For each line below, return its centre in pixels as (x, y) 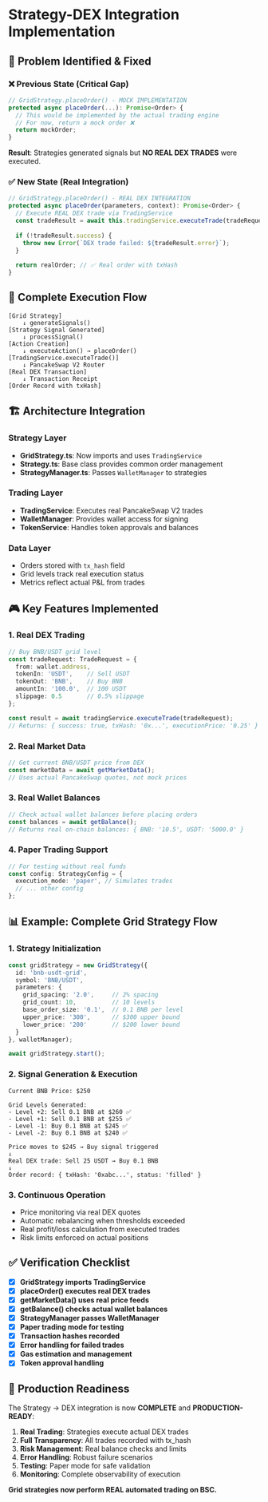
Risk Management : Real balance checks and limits (103, 1449)
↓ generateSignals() (57, 323)
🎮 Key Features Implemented (84, 608)
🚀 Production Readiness (69, 1388)
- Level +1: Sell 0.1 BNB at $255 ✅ (70, 1119)
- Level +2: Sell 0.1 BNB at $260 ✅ (70, 1112)
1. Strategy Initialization (55, 949)
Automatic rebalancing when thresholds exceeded (102, 1220)
